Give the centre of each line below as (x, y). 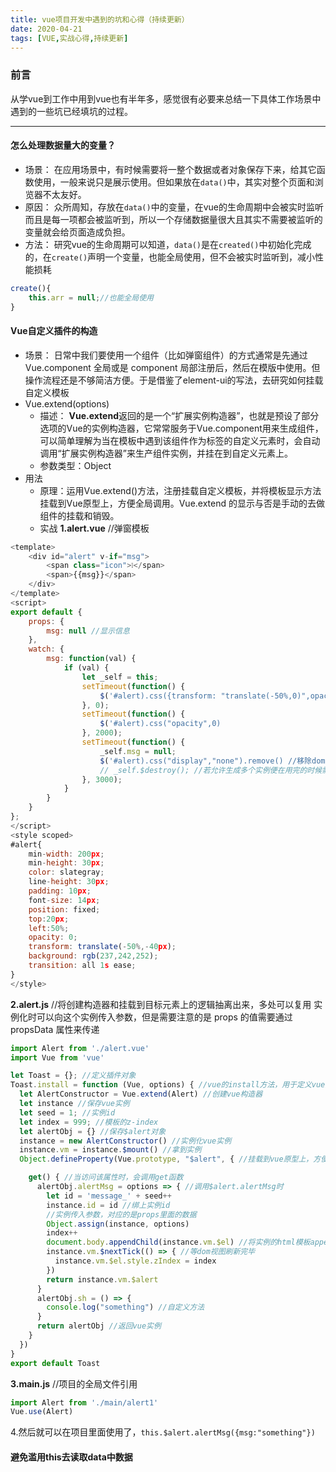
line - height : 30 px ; (69, 882)
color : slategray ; (66, 872)
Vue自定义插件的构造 (54, 331)
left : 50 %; (49, 928)
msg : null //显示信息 (88, 631)
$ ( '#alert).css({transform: (158, 696)
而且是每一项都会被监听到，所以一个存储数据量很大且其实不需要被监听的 (173, 219)
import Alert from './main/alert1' (84, 1402)
